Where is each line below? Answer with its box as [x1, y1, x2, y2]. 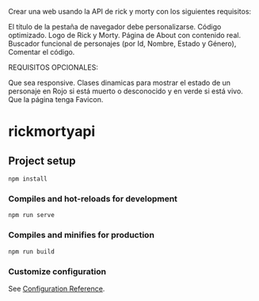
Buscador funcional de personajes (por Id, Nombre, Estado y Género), [8, 39, 237, 48]
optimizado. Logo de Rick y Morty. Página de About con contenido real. [8, 31, 242, 40]
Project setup [8, 154, 77, 167]
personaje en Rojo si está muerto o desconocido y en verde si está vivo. [8, 86, 243, 96]
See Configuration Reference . [8, 284, 105, 293]
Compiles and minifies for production [8, 230, 154, 241]
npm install [8, 175, 48, 183]
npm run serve [8, 211, 55, 219]
